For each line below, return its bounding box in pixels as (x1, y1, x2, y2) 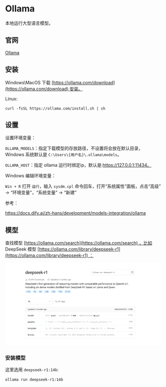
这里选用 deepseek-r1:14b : (5, 367, 59, 373)
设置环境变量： (5, 135, 36, 141)
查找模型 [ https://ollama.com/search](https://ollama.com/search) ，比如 (5, 240, 153, 246)
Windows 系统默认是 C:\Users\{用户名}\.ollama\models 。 (5, 151, 122, 157)
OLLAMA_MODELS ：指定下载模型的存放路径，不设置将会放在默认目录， (5, 145, 143, 151)
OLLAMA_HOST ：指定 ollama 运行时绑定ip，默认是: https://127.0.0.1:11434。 (5, 162, 152, 168)
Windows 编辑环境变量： (5, 173, 56, 179)
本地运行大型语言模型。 (5, 20, 53, 26)
